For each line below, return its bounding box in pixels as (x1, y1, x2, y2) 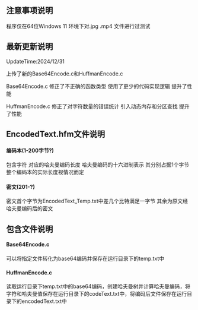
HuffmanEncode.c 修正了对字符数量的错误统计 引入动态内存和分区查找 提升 (6, 103, 190, 110)
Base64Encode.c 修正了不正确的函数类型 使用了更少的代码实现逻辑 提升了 (6, 83, 187, 90)
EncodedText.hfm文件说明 (6, 129, 106, 140)
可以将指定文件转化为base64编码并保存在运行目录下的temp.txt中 (6, 255, 165, 262)
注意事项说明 (6, 5, 53, 16)
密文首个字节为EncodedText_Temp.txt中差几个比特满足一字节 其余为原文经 (6, 198, 189, 205)
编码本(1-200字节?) (6, 147, 55, 154)
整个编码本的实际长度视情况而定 (6, 169, 84, 176)
